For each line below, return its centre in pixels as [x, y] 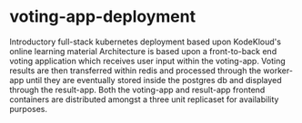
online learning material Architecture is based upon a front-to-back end [143, 51]
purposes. [29, 109]
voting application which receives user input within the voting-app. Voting [148, 61]
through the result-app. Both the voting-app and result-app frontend [137, 90]
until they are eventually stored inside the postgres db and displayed [154, 80]
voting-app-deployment [103, 17]
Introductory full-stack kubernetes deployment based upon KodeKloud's [146, 42]
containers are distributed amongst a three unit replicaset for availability [144, 99]
